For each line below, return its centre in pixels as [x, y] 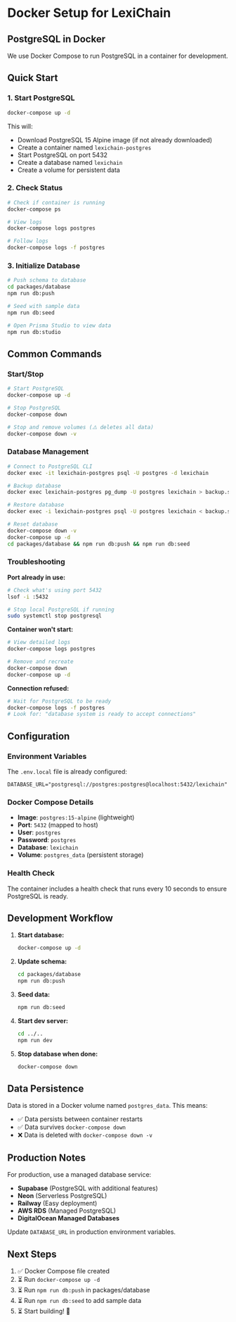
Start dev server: [43, 1020]
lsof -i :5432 [28, 597]
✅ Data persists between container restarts [80, 1119]
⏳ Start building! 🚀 [44, 1311]
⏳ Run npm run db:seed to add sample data [79, 1300]
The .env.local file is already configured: [67, 772]
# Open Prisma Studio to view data [59, 326]
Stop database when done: [58, 1054]
